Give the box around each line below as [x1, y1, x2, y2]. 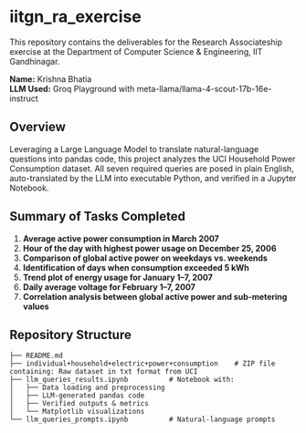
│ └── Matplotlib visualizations [9, 407, 145, 417]
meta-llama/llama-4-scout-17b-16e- [136, 83, 272, 94]
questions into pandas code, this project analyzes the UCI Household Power [9, 153, 296, 164]
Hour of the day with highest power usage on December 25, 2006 [22, 242, 277, 253]
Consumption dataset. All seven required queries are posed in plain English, [9, 162, 294, 174]
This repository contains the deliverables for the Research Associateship [9, 36, 283, 47]
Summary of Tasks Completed [9, 209, 185, 224]
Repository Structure [9, 326, 132, 343]
